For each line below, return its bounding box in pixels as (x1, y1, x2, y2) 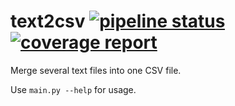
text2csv (10, 10, 86, 33)
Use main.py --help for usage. (10, 83, 137, 95)
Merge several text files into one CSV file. (10, 64, 182, 76)
